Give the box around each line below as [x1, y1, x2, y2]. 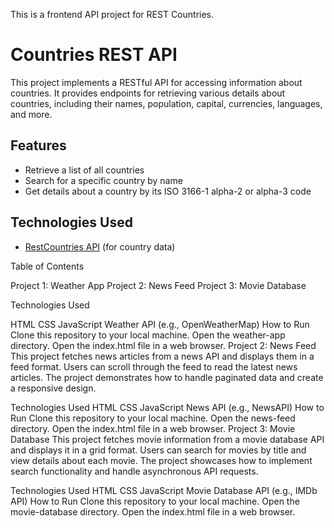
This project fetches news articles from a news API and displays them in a [10, 350, 315, 362]
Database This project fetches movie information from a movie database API [10, 433, 325, 445]
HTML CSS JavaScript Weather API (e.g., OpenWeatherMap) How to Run [10, 318, 310, 330]
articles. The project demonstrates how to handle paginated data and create [10, 371, 324, 383]
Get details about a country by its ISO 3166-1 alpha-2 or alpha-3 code [24, 185, 312, 197]
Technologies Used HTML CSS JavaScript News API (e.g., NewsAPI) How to [10, 401, 325, 413]
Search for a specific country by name [24, 174, 183, 186]
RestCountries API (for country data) [24, 240, 176, 253]
